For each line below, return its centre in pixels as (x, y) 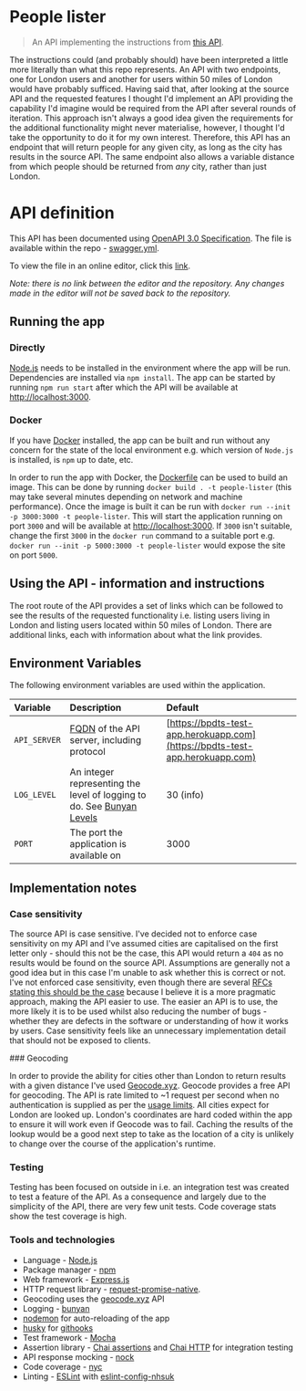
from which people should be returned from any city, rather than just (138, 166)
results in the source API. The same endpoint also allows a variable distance (152, 156)
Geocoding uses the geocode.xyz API (93, 1299)
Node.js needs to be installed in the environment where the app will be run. (150, 368)
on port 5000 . (34, 555)
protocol (88, 752)
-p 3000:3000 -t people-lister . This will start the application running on (146, 516)
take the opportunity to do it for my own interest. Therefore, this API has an (150, 137)
